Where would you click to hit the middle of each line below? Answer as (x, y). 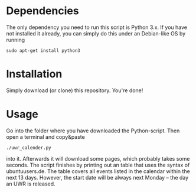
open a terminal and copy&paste (46, 136)
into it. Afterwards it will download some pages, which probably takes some (98, 158)
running (16, 40)
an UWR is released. (31, 184)
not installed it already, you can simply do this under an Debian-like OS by (96, 33)
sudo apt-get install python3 (43, 51)
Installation (34, 74)
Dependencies (43, 11)
